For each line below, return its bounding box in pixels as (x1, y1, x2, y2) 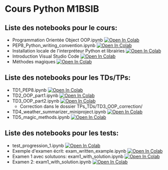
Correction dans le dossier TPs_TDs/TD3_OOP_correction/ (19, 103, 143, 109)
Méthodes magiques (12, 59, 56, 64)
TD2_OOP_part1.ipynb (12, 92, 59, 99)
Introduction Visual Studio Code (12, 53, 80, 59)
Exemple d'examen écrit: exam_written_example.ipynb (12, 148, 127, 154)
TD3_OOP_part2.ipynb (12, 98, 60, 104)
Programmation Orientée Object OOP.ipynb (12, 37, 103, 43)
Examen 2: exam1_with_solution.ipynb (12, 159, 91, 165)
